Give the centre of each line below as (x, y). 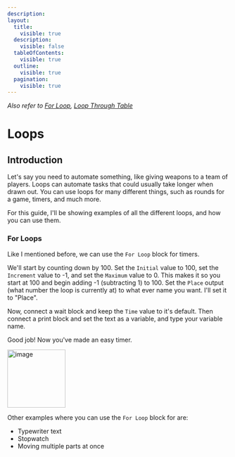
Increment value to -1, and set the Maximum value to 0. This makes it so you (114, 275)
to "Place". (23, 297)
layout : (19, 20)
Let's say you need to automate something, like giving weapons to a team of (118, 177)
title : (23, 27)
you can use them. (34, 220)
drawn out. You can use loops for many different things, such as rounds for (116, 192)
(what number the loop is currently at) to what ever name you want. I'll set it (117, 290)
